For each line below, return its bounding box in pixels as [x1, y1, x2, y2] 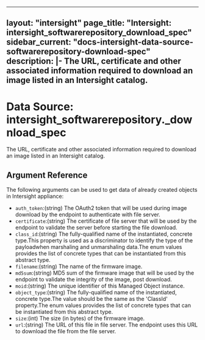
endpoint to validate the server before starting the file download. [15, 224, 178, 231]
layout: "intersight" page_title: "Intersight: [6, 18, 172, 28]
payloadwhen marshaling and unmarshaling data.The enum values [15, 244, 182, 251]
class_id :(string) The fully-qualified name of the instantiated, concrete [15, 230, 193, 238]
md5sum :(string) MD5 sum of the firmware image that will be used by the [15, 269, 194, 277]
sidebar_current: [6, 37, 71, 48]
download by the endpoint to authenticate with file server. [15, 211, 160, 219]
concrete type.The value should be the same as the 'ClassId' [15, 295, 168, 303]
